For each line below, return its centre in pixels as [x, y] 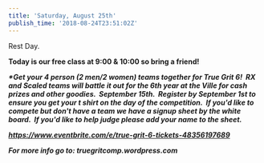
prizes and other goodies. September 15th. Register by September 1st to [132, 93]
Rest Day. [24, 46]
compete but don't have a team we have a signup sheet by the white [125, 111]
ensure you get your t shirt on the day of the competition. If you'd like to [131, 102]
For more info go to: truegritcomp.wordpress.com [93, 150]
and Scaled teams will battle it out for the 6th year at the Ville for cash [128, 85]
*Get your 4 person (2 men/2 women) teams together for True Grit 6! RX [132, 77]
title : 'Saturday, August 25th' [62, 16]
